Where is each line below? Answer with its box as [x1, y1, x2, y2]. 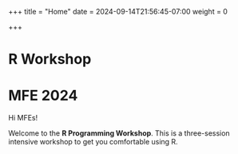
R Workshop [8, 50, 92, 69]
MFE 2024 [8, 87, 78, 105]
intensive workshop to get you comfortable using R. [8, 137, 178, 147]
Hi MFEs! [8, 113, 38, 123]
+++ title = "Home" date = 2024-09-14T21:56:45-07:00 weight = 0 [8, 7, 228, 16]
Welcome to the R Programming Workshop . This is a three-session [8, 128, 230, 138]
